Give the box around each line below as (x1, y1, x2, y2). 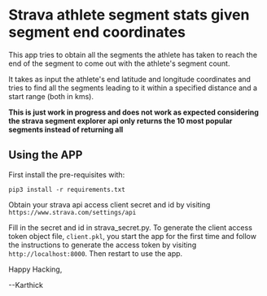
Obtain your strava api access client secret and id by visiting (8, 199, 211, 209)
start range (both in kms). (8, 91, 94, 101)
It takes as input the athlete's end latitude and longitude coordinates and (8, 74, 251, 84)
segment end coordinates (8, 23, 186, 41)
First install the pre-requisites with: (8, 169, 125, 180)
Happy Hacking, (8, 264, 63, 274)
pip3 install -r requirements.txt (8, 185, 126, 194)
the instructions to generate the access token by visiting (8, 240, 197, 250)
